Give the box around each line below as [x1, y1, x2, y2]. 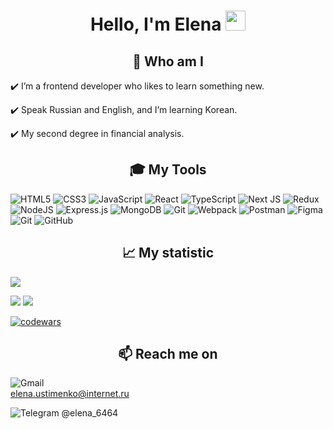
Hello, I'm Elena [89, 13, 222, 36]
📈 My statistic [121, 245, 215, 262]
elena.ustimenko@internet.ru [10, 388, 130, 400]
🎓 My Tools [129, 161, 207, 179]
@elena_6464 [61, 407, 119, 419]
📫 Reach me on [118, 346, 218, 363]
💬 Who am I [132, 53, 204, 70]
